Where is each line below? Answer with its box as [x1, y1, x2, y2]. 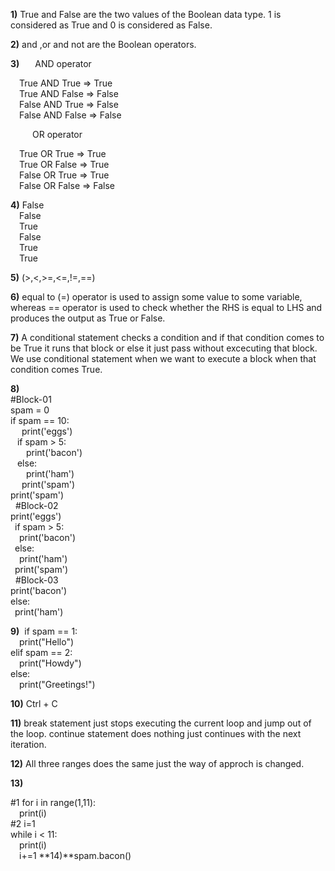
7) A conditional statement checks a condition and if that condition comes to [10, 332, 325, 343]
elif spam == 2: [10, 647, 73, 658]
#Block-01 [10, 394, 52, 405]
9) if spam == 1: [10, 625, 78, 637]
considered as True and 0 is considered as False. [10, 19, 213, 31]
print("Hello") [19, 636, 75, 648]
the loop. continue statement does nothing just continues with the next [10, 728, 302, 739]
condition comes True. [10, 364, 103, 375]
